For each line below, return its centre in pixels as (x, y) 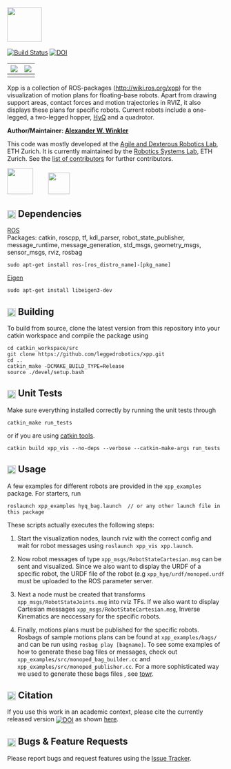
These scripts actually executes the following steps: (81, 525)
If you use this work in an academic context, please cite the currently (105, 712)
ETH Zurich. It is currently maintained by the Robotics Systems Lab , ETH (110, 151)
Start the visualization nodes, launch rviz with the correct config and (114, 538)
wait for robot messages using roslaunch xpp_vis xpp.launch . (105, 545)
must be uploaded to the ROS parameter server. (85, 581)
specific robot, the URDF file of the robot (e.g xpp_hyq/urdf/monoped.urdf (121, 574)
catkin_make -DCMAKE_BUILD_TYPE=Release (66, 366)
